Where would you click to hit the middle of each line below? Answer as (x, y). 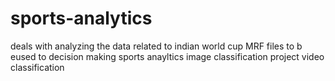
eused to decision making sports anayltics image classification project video (167, 56)
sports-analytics (81, 18)
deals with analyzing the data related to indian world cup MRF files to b (156, 46)
